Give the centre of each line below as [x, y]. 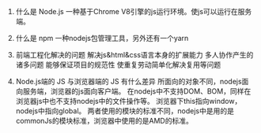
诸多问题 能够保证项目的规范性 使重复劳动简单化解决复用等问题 [118, 65]
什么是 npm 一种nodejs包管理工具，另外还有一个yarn [102, 38]
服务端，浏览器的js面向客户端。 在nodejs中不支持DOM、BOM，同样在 [137, 91]
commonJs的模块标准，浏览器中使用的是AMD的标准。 [104, 121]
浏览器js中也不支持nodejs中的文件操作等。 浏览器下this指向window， [129, 101]
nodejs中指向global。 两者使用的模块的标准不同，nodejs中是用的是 [125, 111]
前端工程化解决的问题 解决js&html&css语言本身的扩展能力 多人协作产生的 [134, 55]
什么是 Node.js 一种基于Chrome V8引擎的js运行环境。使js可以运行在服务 [134, 11]
